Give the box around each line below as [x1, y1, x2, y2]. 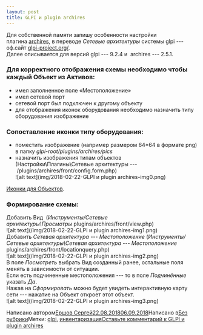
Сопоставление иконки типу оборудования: [6, 128, 144, 136]
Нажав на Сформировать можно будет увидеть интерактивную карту [6, 285, 188, 292]
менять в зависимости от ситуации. [6, 265, 100, 273]
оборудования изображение [15, 112, 89, 120]
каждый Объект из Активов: [6, 73, 95, 82]
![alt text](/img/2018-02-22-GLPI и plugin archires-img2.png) [6, 252, 159, 260]
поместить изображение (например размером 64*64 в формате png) [15, 141, 198, 149]
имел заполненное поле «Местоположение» [15, 86, 131, 94]
